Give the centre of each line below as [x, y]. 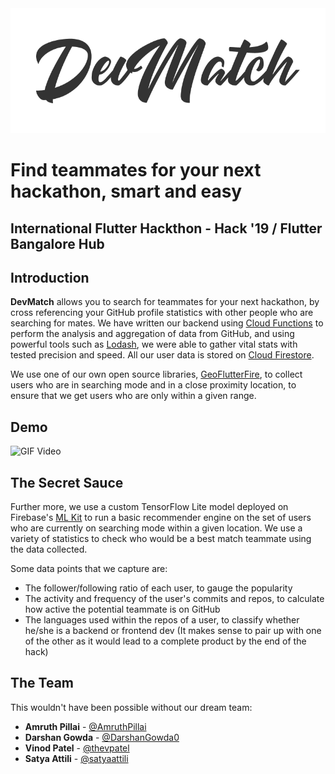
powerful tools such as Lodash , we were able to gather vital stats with [154, 344]
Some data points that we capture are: [89, 569]
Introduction [50, 277]
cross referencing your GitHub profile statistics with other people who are [162, 313]
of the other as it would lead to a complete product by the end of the [165, 641]
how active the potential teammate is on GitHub [122, 609]
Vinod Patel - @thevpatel [77, 748]
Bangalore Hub [57, 243]
